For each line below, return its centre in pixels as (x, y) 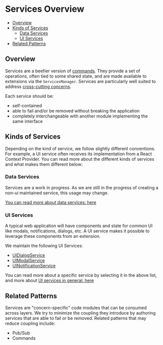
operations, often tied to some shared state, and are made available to (76, 76)
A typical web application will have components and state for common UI (79, 226)
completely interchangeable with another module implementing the (80, 116)
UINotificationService (34, 266)
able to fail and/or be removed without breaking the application (76, 111)
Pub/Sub (21, 333)
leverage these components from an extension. (53, 236)
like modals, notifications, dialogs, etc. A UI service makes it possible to (77, 231)
